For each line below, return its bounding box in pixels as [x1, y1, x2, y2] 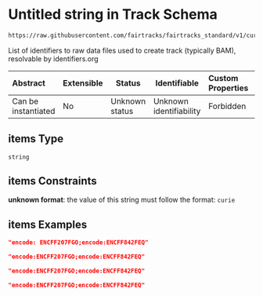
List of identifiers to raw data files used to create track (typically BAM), [8, 46, 236, 55]
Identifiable [155, 77, 200, 88]
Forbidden [208, 100, 247, 111]
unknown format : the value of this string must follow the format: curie [8, 195, 236, 205]
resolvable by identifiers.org [8, 53, 99, 64]
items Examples [8, 217, 88, 231]
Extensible [62, 77, 103, 88]
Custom [208, 72, 239, 83]
